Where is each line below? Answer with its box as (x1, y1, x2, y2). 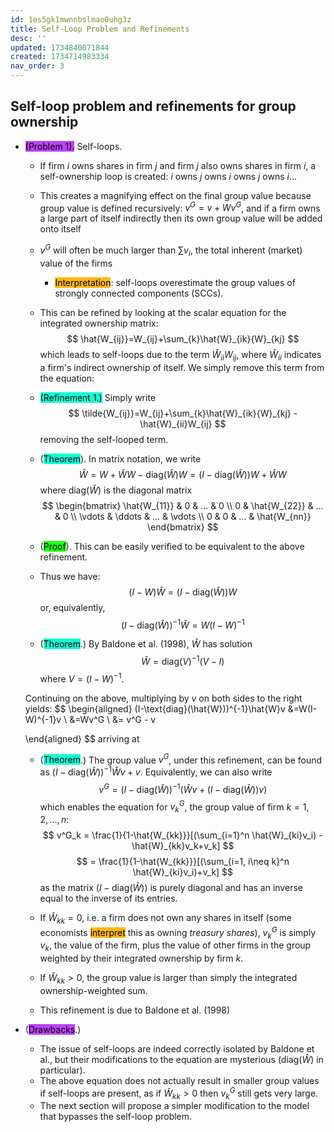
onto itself (39, 223, 82, 235)
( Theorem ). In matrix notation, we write (39, 452, 202, 465)
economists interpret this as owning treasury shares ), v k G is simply (39, 924, 317, 941)
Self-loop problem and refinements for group (10, 98, 297, 115)
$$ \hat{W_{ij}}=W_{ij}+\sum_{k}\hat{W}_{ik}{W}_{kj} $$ (66, 332, 300, 345)
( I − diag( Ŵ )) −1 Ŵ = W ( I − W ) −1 (120, 617, 245, 631)
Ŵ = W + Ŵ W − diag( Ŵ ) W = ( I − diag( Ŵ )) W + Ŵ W (78, 468, 287, 480)
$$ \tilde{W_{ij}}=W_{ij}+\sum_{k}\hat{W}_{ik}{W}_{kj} (68, 407, 292, 419)
